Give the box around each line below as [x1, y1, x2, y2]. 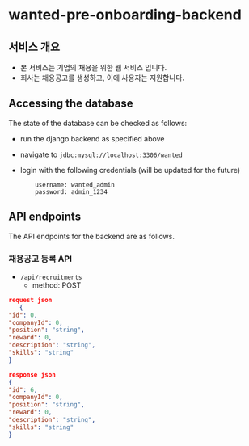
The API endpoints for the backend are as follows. [8, 231, 175, 241]
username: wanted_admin [35, 180, 115, 189]
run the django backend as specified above [19, 133, 165, 143]
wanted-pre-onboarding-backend [8, 6, 243, 24]
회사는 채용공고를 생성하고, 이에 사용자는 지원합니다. [19, 73, 184, 82]
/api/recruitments [19, 273, 82, 281]
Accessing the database [8, 97, 133, 111]
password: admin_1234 [35, 187, 108, 196]
